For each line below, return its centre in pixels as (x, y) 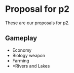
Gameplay (21, 38)
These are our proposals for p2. (37, 23)
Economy (22, 50)
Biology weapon (29, 55)
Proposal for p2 (37, 9)
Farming (21, 61)
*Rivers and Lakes (31, 66)
